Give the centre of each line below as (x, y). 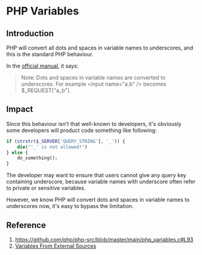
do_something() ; (38, 158)
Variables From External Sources (55, 246)
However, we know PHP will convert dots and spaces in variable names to (98, 200)
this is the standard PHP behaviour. (50, 54)
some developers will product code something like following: (81, 130)
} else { (17, 153)
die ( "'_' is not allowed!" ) (52, 147)
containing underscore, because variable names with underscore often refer (101, 181)
